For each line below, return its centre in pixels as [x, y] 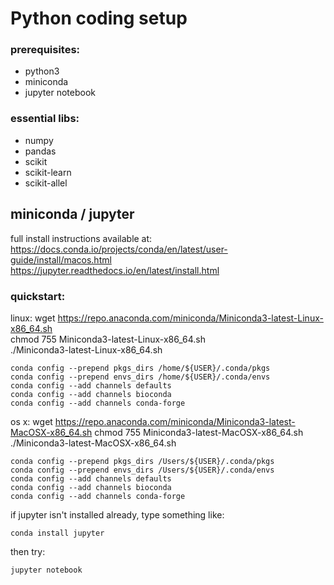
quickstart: [38, 296]
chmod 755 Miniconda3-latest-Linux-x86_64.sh [108, 339]
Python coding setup [99, 18]
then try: [28, 551]
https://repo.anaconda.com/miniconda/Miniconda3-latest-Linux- [190, 318]
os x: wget [31, 421]
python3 [42, 71]
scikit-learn [48, 172]
